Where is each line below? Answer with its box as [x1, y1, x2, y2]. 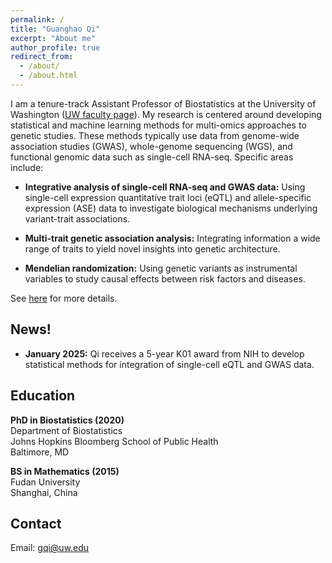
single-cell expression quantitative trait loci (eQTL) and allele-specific [24, 191, 312, 203]
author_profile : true [10, 42, 101, 53]
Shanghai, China [10, 486, 78, 498]
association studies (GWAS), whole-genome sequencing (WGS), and [10, 140, 293, 152]
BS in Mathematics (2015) [10, 465, 120, 477]
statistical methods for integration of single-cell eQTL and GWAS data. [24, 358, 315, 370]
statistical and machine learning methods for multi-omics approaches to [10, 119, 307, 131]
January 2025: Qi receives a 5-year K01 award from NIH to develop [24, 347, 305, 360]
